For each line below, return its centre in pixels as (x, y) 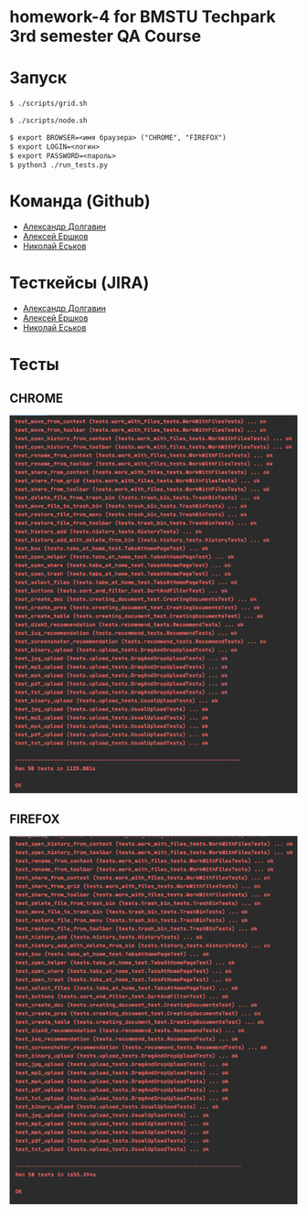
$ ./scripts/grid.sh (49, 104)
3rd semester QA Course (106, 36)
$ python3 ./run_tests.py (58, 165)
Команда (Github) (80, 201)
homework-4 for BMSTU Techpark (143, 17)
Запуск (38, 78)
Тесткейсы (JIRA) (79, 283)
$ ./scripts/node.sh (49, 121)
